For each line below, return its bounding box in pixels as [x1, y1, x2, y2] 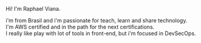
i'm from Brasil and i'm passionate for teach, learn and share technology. [5, 17, 188, 24]
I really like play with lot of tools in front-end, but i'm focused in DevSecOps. [5, 30, 196, 37]
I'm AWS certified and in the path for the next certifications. [5, 24, 155, 30]
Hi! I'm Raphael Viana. [5, 5, 61, 12]
